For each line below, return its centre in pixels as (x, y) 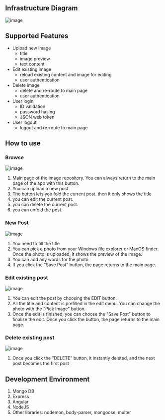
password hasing (37, 111)
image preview (35, 58)
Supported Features (37, 36)
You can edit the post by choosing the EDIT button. (65, 298)
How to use (23, 144)
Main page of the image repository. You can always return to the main (84, 178)
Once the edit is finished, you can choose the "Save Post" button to (81, 314)
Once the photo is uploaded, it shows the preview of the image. (77, 254)
